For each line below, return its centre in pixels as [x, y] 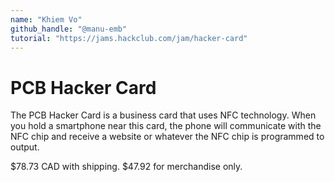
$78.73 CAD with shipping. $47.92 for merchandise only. [126, 167]
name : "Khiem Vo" [46, 19]
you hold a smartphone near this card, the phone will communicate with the [166, 126]
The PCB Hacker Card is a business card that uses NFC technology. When [163, 115]
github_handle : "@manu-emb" [69, 29]
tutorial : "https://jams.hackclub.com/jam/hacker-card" [129, 38]
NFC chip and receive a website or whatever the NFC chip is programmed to [167, 137]
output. [25, 147]
